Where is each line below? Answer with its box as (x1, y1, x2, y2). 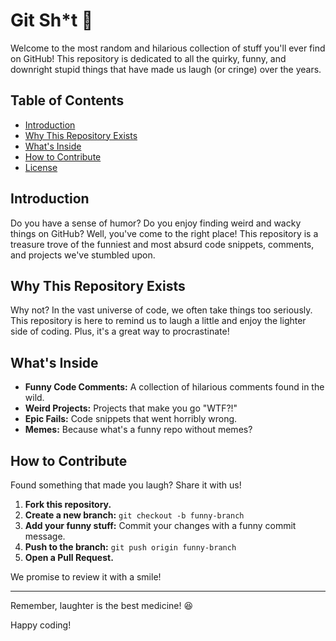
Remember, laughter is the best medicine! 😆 (10, 600, 194, 611)
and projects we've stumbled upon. (10, 249, 156, 261)
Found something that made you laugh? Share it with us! (10, 479, 242, 491)
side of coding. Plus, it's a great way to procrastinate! (10, 325, 230, 338)
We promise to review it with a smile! (10, 571, 162, 583)
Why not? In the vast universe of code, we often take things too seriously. (10, 304, 313, 316)
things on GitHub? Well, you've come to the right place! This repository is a (10, 227, 319, 239)
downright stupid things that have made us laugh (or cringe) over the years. (10, 63, 322, 75)
